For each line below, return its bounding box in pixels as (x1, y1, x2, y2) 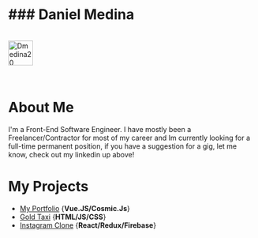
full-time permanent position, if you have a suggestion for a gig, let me (8, 141, 237, 151)
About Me (8, 99, 74, 116)
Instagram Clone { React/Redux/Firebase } (19, 220, 156, 230)
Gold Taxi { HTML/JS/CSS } (19, 212, 107, 221)
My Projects (8, 178, 89, 195)
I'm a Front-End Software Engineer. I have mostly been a (8, 124, 192, 134)
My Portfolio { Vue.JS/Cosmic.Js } (19, 203, 130, 213)
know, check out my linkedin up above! (8, 149, 135, 159)
